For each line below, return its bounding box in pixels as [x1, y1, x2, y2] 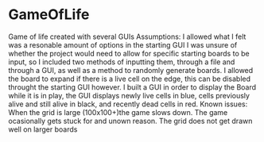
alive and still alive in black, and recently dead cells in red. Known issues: [8, 99, 248, 109]
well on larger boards [8, 125, 78, 134]
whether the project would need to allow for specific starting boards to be [8, 48, 250, 58]
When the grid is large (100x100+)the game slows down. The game [8, 107, 228, 117]
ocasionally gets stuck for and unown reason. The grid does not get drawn [8, 116, 253, 125]
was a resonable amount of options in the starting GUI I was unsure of [8, 40, 238, 49]
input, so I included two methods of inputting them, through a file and [8, 57, 235, 67]
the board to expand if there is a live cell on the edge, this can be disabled [8, 74, 251, 83]
